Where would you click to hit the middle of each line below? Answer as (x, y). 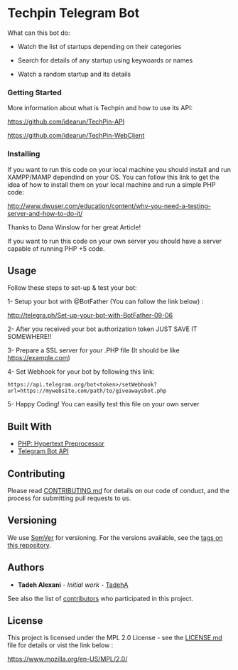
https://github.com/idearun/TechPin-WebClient (76, 136)
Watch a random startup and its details (74, 74)
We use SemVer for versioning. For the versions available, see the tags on (115, 537)
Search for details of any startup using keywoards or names (105, 60)
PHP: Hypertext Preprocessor (61, 444)
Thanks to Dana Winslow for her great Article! (74, 227)
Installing (24, 154)
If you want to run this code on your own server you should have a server (115, 241)
